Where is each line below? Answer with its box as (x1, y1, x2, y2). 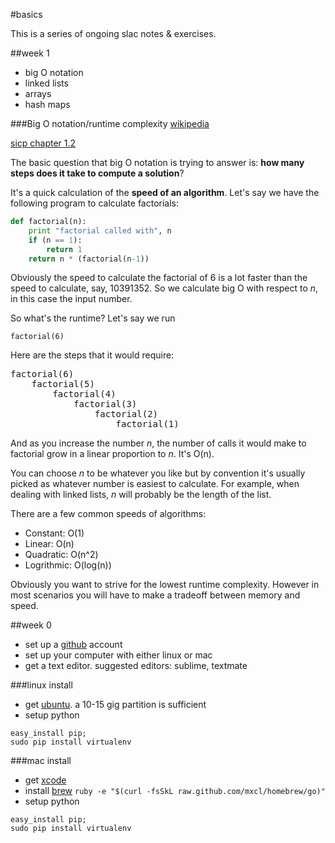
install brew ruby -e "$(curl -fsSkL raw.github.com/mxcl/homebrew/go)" (24, 785, 326, 797)
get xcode (24, 774, 67, 786)
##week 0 (10, 619, 52, 631)
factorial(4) (52, 389, 117, 400)
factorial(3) (73, 399, 138, 410)
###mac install (10, 755, 72, 767)
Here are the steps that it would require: (10, 349, 175, 361)
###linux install (10, 679, 73, 691)
